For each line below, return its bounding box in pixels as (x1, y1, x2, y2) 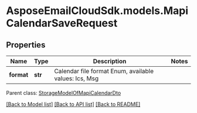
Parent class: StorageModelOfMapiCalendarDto (6, 90, 121, 96)
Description (93, 57, 127, 65)
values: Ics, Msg (54, 74, 98, 83)
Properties (6, 40, 46, 50)
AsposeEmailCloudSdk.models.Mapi (6, 4, 189, 18)
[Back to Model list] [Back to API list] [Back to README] (6, 101, 141, 108)
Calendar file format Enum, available (54, 67, 154, 75)
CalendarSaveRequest (6, 16, 118, 30)
